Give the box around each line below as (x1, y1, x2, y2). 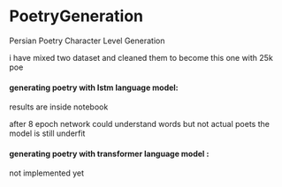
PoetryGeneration (9, 6, 144, 26)
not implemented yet (9, 168, 85, 178)
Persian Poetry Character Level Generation (9, 35, 165, 46)
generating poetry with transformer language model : (9, 148, 210, 159)
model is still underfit (9, 128, 86, 138)
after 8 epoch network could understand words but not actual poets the (9, 119, 270, 130)
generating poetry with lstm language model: (9, 82, 179, 93)
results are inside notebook (9, 101, 109, 112)
